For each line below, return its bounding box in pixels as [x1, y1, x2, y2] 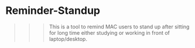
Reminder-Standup [5, 4, 101, 17]
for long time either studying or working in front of [49, 29, 170, 36]
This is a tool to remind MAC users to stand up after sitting [49, 23, 190, 30]
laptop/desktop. [49, 35, 87, 42]
